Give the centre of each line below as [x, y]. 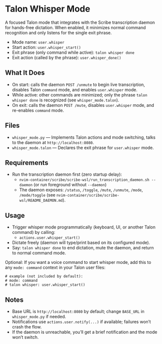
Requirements [27, 163]
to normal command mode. [39, 253]
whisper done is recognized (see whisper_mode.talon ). [66, 100]
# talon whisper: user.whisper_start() [45, 285]
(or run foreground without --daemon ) [70, 185]
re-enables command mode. [38, 110]
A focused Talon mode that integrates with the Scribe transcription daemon [80, 22]
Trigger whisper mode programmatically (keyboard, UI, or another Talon [84, 227]
